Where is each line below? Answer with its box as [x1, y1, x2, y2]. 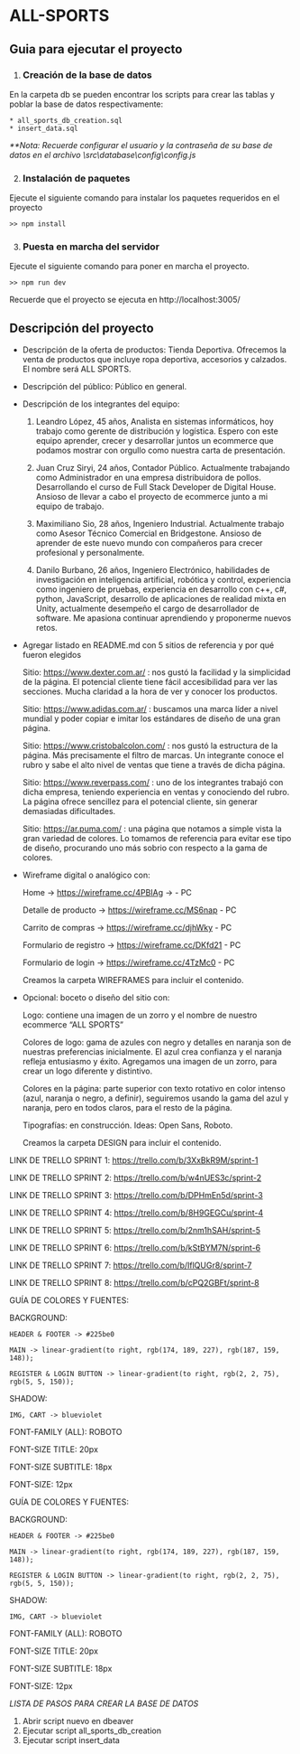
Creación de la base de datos [22, 69, 152, 81]
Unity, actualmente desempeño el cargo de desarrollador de [35, 603, 259, 614]
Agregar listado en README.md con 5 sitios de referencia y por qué [22, 640, 275, 651]
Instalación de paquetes [22, 172, 131, 184]
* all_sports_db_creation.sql [9, 116, 123, 125]
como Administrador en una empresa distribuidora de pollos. [35, 472, 261, 483]
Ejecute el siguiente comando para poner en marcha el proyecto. [9, 261, 250, 272]
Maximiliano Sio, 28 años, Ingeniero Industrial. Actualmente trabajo [35, 519, 285, 530]
